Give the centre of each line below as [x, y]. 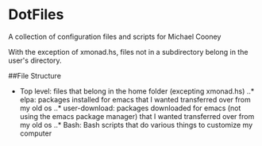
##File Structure [35, 75]
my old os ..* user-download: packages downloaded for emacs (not [130, 108]
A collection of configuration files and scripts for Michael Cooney [115, 36]
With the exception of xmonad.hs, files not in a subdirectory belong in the [128, 52]
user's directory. [35, 60]
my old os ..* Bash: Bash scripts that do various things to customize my [136, 125]
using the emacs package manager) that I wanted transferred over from [137, 116]
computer [36, 133]
